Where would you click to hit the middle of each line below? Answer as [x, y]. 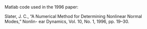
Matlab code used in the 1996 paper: [42, 7]
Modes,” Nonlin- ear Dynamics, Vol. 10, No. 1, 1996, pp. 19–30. [67, 22]
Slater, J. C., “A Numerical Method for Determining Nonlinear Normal [73, 16]
